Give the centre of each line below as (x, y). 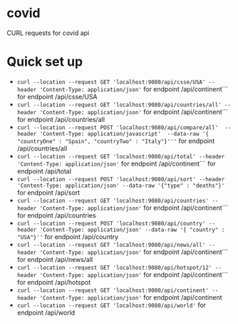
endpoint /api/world (46, 313)
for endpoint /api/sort (48, 192)
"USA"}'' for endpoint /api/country (68, 236)
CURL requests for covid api (48, 33)
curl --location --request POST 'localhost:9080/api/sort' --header (121, 179)
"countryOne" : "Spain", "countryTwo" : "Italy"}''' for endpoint (116, 141)
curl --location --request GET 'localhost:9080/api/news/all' (111, 245)
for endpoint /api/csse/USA (57, 96)
